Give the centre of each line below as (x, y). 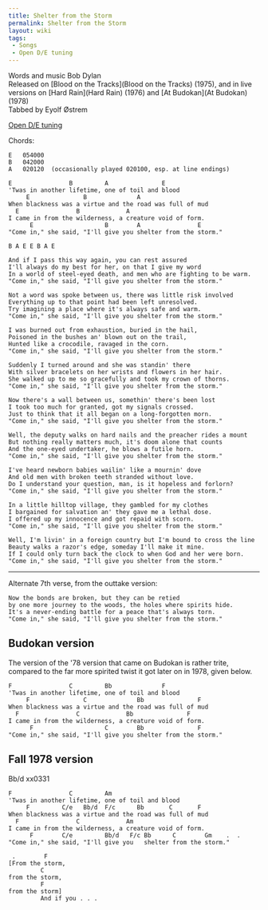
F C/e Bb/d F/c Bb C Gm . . (135, 835)
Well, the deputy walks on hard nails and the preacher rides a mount (128, 435)
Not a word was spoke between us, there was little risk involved (121, 295)
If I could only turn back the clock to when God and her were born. (126, 554)
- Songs (24, 46)
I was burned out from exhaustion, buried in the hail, (103, 330)
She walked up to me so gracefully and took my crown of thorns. (119, 379)
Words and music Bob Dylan (55, 76)
